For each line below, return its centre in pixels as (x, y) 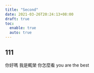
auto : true (21, 33)
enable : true (23, 28)
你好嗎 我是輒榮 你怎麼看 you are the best (47, 65)
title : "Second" (22, 10)
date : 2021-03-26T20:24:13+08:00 (39, 14)
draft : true (17, 19)
